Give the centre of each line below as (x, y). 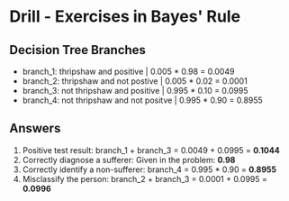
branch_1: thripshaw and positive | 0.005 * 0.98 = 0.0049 (128, 71)
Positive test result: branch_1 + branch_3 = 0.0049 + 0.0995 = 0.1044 (151, 150)
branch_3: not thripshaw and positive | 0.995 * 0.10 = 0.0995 (135, 91)
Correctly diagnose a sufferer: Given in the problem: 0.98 (129, 160)
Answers (35, 128)
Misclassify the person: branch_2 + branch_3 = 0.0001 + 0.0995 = (145, 178)
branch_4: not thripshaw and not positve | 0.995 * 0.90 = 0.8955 (142, 100)
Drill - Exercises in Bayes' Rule (125, 17)
